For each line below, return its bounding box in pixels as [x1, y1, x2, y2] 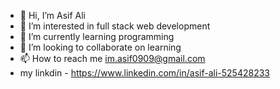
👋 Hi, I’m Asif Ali [19, 10, 87, 21]
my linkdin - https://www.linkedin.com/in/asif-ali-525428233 [19, 67, 270, 79]
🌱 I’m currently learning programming [19, 31, 175, 42]
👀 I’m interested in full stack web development [19, 20, 211, 32]
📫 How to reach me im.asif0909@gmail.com [19, 53, 206, 64]
